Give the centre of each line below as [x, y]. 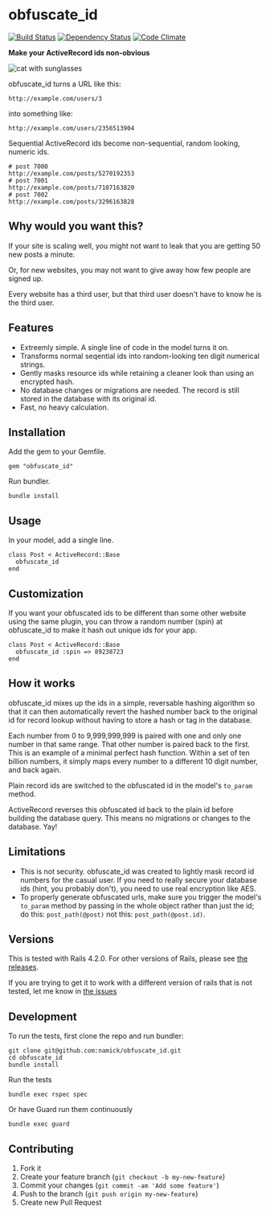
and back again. [35, 769]
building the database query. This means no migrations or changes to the [129, 818]
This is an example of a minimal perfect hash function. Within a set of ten [129, 752]
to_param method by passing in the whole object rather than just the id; [137, 905]
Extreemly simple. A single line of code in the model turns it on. [125, 347]
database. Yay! [33, 826]
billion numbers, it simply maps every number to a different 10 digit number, [133, 761]
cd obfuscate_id [35, 1058]
